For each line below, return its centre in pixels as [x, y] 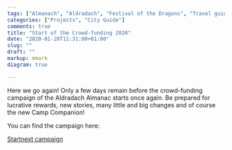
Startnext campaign [35, 139]
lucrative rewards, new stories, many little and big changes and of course [112, 105]
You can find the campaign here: [54, 125]
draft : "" [21, 52]
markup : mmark [28, 58]
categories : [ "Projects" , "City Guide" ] [66, 20]
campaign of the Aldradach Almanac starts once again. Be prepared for [109, 98]
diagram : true [28, 65]
